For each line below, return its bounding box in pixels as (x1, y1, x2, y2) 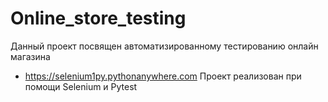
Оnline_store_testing (10, 7, 187, 30)
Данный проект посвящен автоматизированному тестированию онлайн (10, 40, 319, 52)
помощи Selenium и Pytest (24, 80, 138, 92)
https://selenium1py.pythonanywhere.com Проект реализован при (24, 70, 302, 82)
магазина (10, 50, 51, 62)
